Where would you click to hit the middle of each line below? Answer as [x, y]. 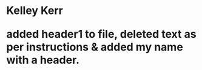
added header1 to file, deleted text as [101, 34]
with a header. [43, 60]
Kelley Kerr [35, 11]
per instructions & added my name [95, 47]
